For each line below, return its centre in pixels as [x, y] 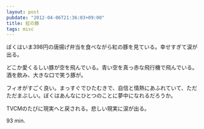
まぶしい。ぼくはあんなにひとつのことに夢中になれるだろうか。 [97, 96]
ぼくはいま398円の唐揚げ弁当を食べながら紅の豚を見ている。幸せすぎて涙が [102, 47]
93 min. [16, 121]
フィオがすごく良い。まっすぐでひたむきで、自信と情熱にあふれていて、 [97, 88]
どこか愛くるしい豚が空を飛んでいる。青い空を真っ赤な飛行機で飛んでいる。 [102, 68]
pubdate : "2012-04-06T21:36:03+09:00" [55, 18]
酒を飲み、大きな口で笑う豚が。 [46, 75]
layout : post [23, 12]
